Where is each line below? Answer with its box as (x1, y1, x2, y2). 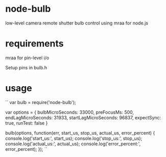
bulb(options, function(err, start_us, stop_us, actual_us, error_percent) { (5, 129, 155, 136)
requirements (5, 38, 64, 49)
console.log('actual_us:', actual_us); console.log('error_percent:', (5, 141, 141, 147)
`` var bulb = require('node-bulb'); (5, 99, 76, 105)
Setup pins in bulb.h (5, 64, 47, 70)
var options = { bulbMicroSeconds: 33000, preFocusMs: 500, (5, 109, 134, 115)
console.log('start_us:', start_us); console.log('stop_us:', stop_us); (5, 135, 143, 141)
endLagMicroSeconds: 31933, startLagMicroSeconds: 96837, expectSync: (5, 114, 161, 120)
